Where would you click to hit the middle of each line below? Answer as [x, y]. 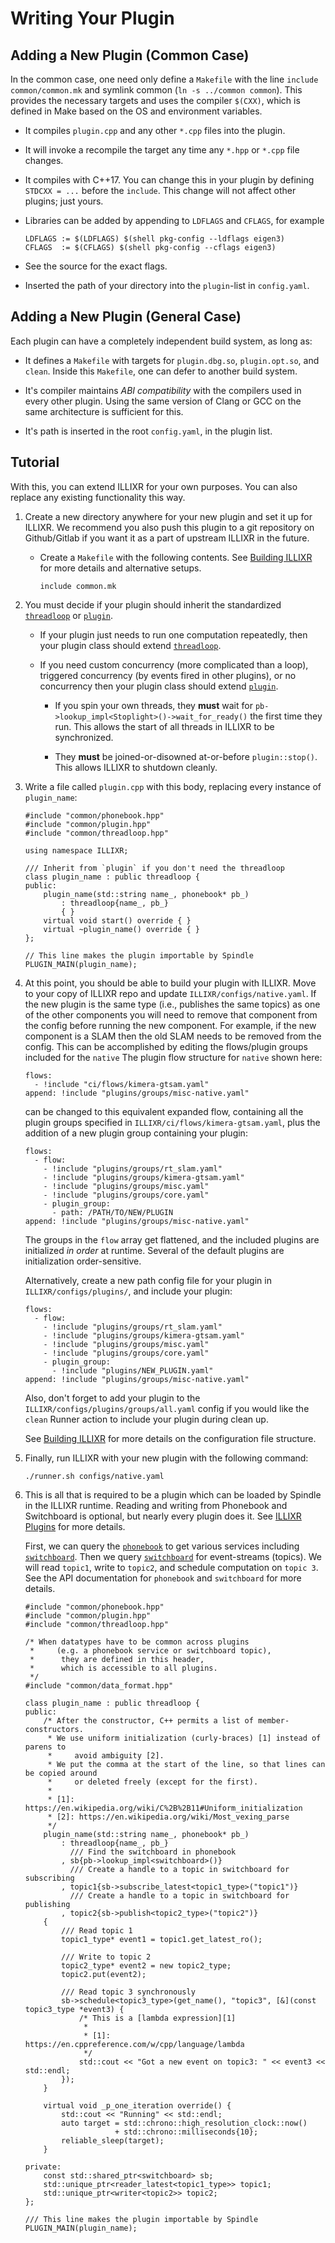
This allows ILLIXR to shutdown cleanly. [136, 767]
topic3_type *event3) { [74, 2009]
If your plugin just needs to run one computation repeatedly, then [173, 634]
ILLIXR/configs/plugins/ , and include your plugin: [128, 1291]
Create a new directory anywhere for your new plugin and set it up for [168, 516]
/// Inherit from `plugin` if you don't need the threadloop [155, 868]
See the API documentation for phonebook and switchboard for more [163, 1578]
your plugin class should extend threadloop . [130, 645]
